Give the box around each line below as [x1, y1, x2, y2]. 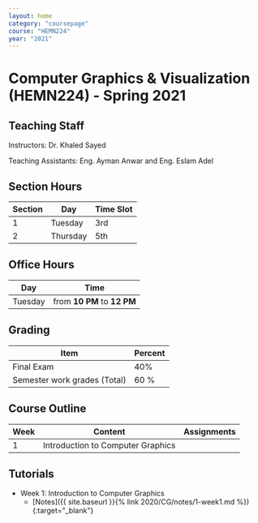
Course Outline [8, 402, 87, 416]
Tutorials [8, 467, 54, 481]
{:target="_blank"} [32, 506, 94, 516]
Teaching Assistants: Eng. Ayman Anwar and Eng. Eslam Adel [8, 156, 213, 166]
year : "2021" [8, 34, 53, 43]
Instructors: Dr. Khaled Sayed [8, 140, 107, 150]
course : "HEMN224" [8, 27, 71, 35]
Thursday [50, 230, 88, 242]
